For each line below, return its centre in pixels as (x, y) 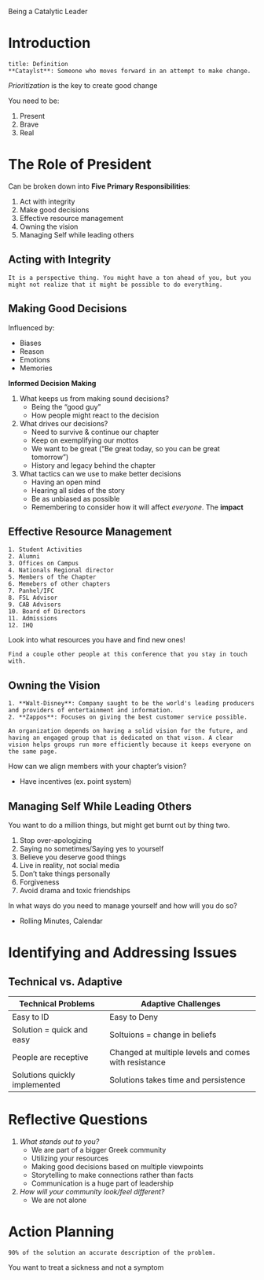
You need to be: (34, 101)
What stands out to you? (59, 1141)
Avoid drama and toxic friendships (75, 890)
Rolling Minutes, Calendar (61, 921)
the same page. (33, 752)
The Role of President (80, 165)
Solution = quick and (50, 1029)
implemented (36, 1084)
